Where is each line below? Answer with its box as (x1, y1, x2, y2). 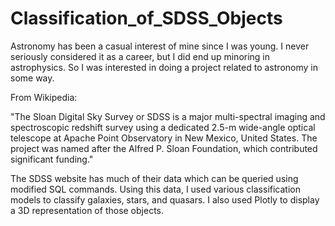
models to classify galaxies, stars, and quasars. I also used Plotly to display (10, 193, 320, 206)
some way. (10, 72, 55, 84)
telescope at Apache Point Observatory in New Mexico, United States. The (10, 132, 318, 144)
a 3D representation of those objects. (10, 204, 165, 216)
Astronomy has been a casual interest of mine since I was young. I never (10, 40, 310, 52)
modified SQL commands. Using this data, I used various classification (10, 183, 301, 195)
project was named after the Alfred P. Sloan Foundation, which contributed (10, 142, 318, 154)
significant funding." (10, 153, 94, 165)
